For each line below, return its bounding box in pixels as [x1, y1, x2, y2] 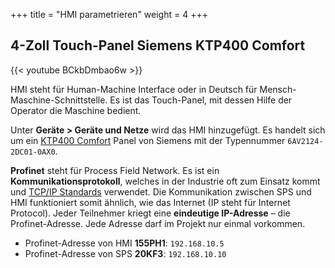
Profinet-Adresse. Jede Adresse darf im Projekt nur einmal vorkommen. [10, 217, 306, 229]
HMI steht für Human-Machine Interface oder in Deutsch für [10, 83, 258, 95]
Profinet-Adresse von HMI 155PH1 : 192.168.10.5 [24, 237, 225, 249]
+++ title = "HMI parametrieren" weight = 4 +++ [10, 9, 208, 20]
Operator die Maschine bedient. [10, 104, 142, 116]
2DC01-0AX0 [10, 147, 56, 157]
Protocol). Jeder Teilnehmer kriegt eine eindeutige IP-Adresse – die [10, 207, 291, 219]
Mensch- [259, 83, 297, 95]
